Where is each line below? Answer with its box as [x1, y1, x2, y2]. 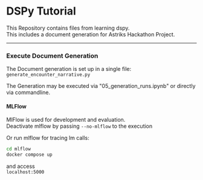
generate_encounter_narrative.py [6, 72, 91, 78]
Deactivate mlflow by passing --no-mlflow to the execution [6, 122, 153, 130]
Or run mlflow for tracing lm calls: [6, 135, 89, 142]
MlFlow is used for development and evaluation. [6, 116, 126, 124]
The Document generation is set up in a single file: [6, 65, 132, 73]
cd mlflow [6, 146, 31, 152]
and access [6, 162, 35, 170]
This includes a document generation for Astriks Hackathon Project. [6, 30, 175, 38]
